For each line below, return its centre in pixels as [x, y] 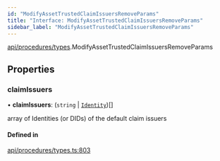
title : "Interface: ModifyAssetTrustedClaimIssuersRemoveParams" [105, 20]
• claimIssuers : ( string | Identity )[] [60, 105]
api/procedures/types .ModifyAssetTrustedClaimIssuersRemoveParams [110, 47]
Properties [31, 69]
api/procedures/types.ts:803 [49, 150]
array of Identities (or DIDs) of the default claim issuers [87, 119]
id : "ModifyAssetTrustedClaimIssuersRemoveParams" [83, 14]
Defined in [23, 134]
